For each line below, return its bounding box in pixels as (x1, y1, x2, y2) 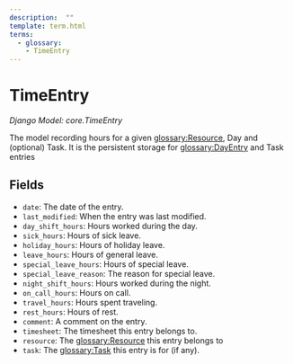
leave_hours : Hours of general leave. (22, 249, 159, 260)
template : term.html (9, 22, 87, 31)
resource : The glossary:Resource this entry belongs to (22, 334, 224, 346)
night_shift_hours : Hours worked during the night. (22, 278, 211, 289)
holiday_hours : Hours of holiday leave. (22, 239, 165, 250)
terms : (9, 30, 34, 39)
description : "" (9, 13, 75, 22)
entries (9, 152, 36, 163)
